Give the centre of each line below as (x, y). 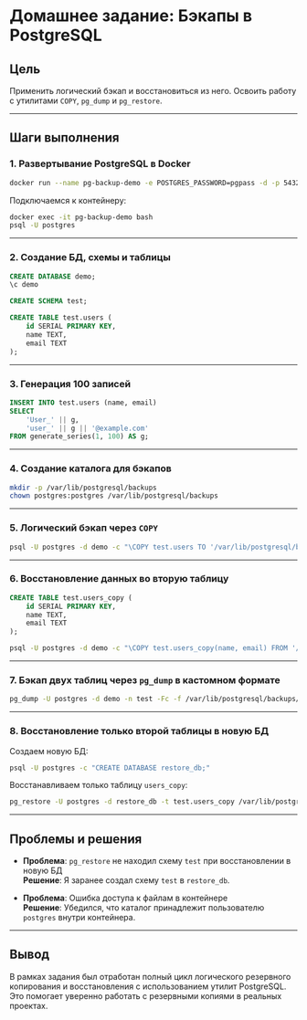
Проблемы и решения (76, 839)
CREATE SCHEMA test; (49, 301)
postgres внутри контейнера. (79, 918)
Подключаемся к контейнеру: (68, 200)
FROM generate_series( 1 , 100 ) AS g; (79, 436)
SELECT (22, 411)
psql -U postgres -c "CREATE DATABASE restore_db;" (110, 768)
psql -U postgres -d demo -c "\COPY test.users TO (108, 547)
